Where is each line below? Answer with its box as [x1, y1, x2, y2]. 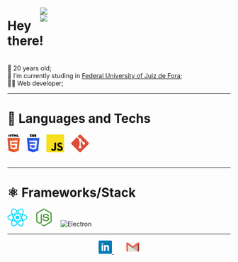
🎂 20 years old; [7, 64, 52, 72]
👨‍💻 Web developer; [7, 79, 64, 87]
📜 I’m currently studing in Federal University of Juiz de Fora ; [7, 71, 183, 80]
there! [7, 33, 44, 49]
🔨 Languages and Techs [7, 111, 151, 127]
